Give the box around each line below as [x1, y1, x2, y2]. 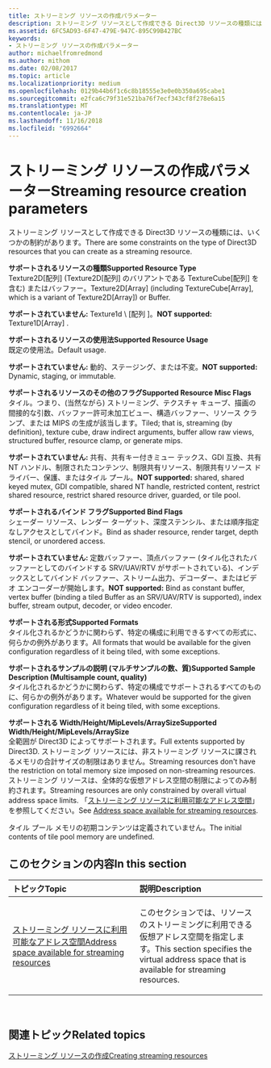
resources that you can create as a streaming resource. [8, 246, 193, 256]
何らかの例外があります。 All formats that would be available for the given [8, 637, 252, 647]
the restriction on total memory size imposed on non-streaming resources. [8, 765, 256, 775]
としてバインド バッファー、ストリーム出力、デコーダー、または [29, 572, 244, 582]
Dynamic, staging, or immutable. [8, 371, 116, 380]
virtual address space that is [140, 953, 247, 965]
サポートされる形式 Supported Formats [8, 617, 139, 626]
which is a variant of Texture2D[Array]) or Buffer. [8, 292, 171, 302]
